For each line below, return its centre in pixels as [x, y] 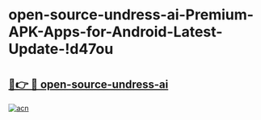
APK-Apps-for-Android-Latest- [116, 32]
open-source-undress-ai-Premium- [131, 15]
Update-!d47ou [61, 49]
